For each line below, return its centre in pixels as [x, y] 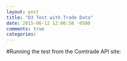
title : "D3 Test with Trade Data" [50, 18]
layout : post [23, 12]
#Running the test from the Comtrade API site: [64, 51]
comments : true [25, 29]
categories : [21, 34]
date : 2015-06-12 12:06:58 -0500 [48, 23]
